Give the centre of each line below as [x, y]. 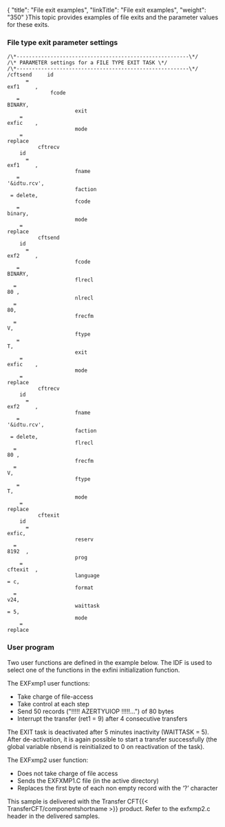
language [87, 576]
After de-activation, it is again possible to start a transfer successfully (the [112, 739]
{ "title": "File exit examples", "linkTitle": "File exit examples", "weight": [107, 10]
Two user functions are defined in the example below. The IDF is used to [109, 662]
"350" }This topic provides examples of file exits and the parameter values [113, 17]
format [84, 588]
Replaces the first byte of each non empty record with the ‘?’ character [117, 788]
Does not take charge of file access [67, 773]
